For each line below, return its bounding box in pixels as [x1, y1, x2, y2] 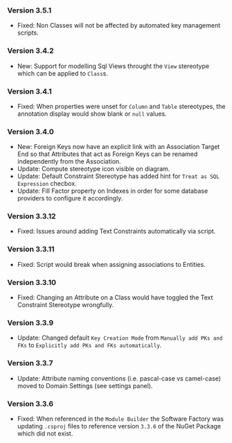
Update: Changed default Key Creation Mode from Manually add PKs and [17, 333, 223, 342]
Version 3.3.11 [7, 245, 55, 254]
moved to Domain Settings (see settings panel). [17, 381, 153, 390]
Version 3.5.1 [7, 6, 52, 15]
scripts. [17, 28, 39, 37]
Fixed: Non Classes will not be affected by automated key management [17, 21, 221, 30]
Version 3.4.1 [7, 86, 52, 96]
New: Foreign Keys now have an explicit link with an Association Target [17, 143, 220, 151]
